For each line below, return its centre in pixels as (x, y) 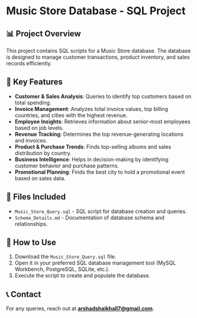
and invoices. (31, 140)
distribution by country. (43, 153)
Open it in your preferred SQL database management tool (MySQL (95, 263)
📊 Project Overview (43, 34)
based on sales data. (40, 178)
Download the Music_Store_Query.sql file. (65, 257)
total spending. (33, 103)
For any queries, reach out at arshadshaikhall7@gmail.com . (80, 309)
